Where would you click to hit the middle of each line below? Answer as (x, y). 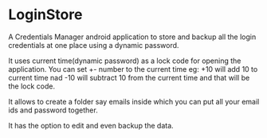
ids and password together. (53, 110)
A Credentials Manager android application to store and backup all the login (132, 37)
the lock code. (32, 86)
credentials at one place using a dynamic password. (94, 45)
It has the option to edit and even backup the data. (91, 125)
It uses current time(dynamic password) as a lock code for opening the (125, 61)
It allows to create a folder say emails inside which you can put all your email (134, 101)
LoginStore (45, 15)
